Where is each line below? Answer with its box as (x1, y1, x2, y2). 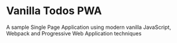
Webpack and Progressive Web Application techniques (6, 29, 142, 37)
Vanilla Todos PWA (6, 4, 102, 18)
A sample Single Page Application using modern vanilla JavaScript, (6, 24, 172, 31)
